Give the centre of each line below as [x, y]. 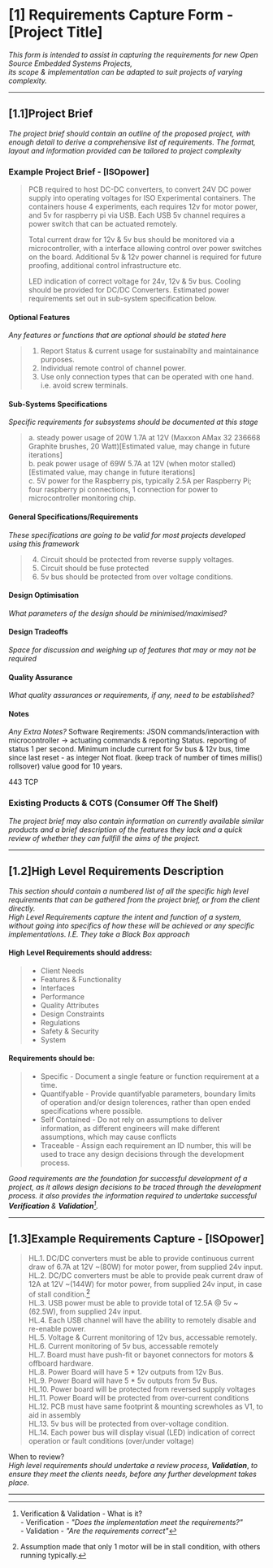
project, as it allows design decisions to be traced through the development [135, 1187]
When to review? [37, 1457]
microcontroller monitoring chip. [82, 498]
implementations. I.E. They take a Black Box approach [100, 934]
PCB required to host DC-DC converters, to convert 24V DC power [140, 189]
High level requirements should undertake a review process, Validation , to [133, 1466]
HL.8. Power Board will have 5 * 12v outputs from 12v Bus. [126, 1372]
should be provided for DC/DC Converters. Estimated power [129, 290]
